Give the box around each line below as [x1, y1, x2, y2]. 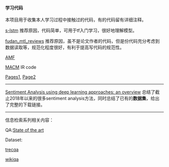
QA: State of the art [5, 127, 44, 133]
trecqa [5, 146, 19, 153]
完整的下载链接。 [9, 102, 45, 108]
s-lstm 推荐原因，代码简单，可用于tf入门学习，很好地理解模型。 [5, 28, 137, 34]
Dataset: [5, 137, 23, 143]
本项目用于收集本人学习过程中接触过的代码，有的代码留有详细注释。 [5, 17, 146, 23]
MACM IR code [5, 64, 37, 70]
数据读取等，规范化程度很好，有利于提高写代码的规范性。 [5, 44, 124, 50]
